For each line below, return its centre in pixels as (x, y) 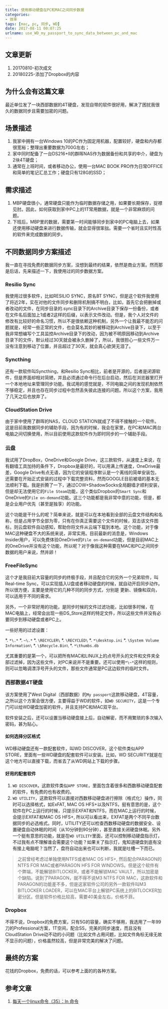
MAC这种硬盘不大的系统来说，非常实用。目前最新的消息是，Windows (77, 534)
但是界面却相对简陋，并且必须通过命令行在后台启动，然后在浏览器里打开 (88, 377)
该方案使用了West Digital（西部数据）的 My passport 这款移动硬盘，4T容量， (83, 694)
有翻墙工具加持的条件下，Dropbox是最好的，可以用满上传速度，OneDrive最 (83, 466)
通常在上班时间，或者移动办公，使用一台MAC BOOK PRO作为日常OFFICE (87, 166)
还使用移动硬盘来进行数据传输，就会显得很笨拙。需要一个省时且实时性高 (87, 228)
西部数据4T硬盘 (24, 682)
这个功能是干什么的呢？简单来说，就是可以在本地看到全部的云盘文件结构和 (82, 515)
